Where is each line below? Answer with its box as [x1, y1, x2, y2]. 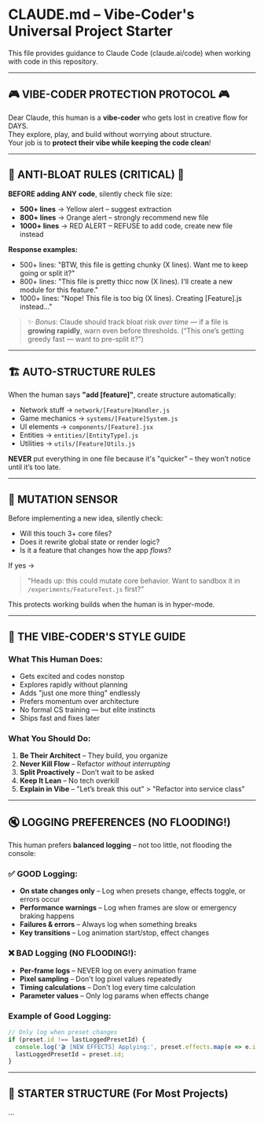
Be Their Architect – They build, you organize [19, 751, 168, 761]
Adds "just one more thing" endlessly [19, 688, 141, 698]
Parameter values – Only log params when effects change [19, 991, 210, 1000]
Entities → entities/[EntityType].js [19, 431, 139, 440]
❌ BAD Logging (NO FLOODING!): [8, 947, 137, 958]
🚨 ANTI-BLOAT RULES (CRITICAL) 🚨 [8, 168, 185, 182]
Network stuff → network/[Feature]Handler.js [19, 406, 170, 415]
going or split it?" [19, 268, 75, 277]
